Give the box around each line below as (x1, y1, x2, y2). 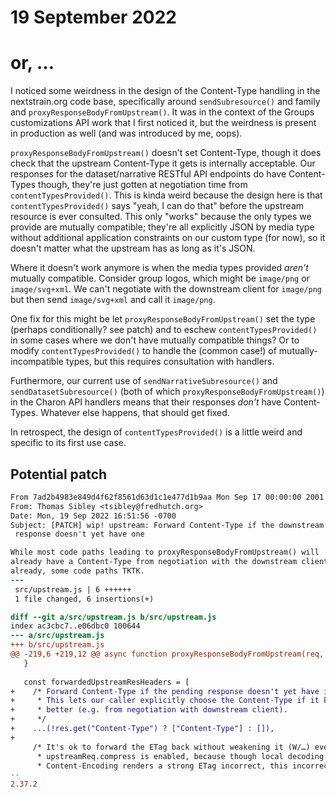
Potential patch (10, 466, 108, 483)
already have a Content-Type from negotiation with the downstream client (10, 557, 329, 567)
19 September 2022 (10, 6, 177, 29)
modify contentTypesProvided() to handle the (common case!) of (10, 345, 277, 357)
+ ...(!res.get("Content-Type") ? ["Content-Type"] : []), (10, 724, 275, 734)
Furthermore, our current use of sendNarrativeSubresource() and (10, 375, 278, 387)
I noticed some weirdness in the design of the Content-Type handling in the (10, 85, 321, 97)
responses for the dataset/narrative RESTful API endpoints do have (10, 168, 287, 180)
